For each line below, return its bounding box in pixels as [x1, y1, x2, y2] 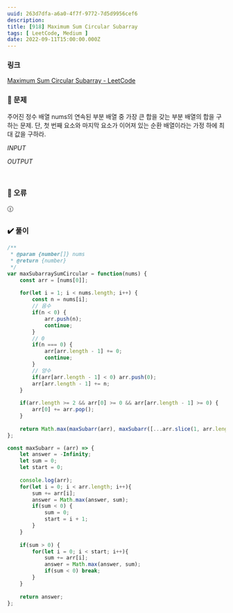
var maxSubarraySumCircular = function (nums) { [7, 270, 148, 277]
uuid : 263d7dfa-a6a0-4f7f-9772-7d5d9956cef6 [7, 10, 138, 17]
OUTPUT [7, 157, 33, 166]
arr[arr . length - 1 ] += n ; [32, 380, 110, 387]
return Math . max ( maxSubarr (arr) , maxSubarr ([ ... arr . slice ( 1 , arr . [19, 425, 216, 432]
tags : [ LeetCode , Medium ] [7, 29, 89, 37]
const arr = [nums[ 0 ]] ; [19, 276, 89, 284]
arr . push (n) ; [44, 315, 82, 322]
